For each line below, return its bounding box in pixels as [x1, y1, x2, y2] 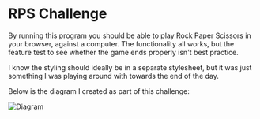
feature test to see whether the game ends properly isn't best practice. [8, 47, 239, 57]
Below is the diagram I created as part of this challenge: [8, 86, 190, 95]
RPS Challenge [8, 5, 107, 23]
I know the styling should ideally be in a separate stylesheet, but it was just [8, 62, 252, 72]
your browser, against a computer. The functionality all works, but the [8, 39, 235, 48]
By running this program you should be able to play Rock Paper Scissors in [8, 31, 251, 40]
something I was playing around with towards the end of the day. [8, 71, 219, 80]
